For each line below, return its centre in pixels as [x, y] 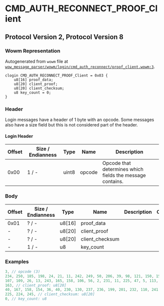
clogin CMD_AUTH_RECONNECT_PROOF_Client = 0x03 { [57, 75]
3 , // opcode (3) [23, 271]
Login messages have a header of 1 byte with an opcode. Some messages [80, 120]
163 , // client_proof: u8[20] [36, 285]
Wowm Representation [33, 51]
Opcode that [117, 163]
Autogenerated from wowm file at [37, 61]
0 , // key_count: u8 [26, 299]
